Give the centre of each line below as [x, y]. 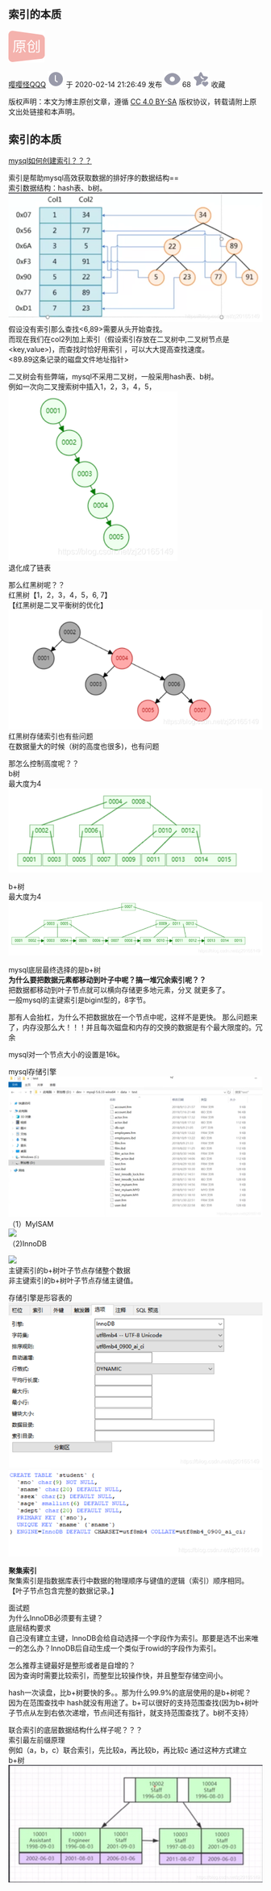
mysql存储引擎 [33, 1071]
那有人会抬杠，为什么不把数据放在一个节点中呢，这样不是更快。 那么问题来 [133, 1017]
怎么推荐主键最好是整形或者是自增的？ [72, 1666]
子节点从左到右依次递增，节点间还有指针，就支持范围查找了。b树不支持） [131, 1713]
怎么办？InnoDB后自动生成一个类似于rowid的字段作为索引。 [121, 1648]
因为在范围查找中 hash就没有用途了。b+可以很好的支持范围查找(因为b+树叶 [134, 1703]
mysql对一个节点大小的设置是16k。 [67, 1054]
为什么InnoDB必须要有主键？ [56, 1618]
